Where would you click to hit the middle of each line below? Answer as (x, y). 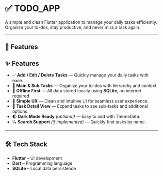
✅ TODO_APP (33, 8)
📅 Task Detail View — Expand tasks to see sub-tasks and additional (80, 106)
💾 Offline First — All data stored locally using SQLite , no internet (77, 91)
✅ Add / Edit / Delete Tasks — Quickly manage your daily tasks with (80, 75)
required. (21, 96)
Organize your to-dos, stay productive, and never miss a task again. (73, 27)
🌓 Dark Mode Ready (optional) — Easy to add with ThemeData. (76, 117)
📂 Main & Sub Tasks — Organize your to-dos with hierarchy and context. (85, 86)
